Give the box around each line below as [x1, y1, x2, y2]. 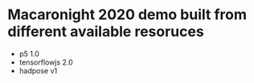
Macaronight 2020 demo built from [7, 6, 247, 24]
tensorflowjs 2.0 [18, 57, 73, 67]
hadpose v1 [18, 65, 58, 75]
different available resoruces [7, 22, 204, 41]
